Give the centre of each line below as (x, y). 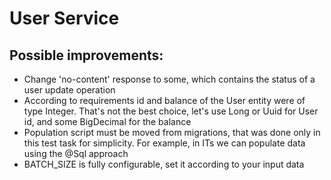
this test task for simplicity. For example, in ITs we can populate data (164, 143)
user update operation (69, 90)
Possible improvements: (86, 55)
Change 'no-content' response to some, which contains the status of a (169, 79)
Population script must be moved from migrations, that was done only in (172, 132)
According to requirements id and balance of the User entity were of (164, 100)
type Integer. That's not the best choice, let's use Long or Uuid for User (171, 111)
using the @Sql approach (76, 153)
